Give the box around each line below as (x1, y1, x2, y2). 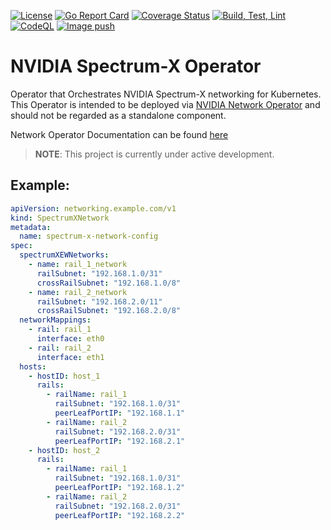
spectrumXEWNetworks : (19, 250, 110, 260)
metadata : (10, 222, 52, 232)
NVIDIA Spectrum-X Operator (10, 55, 262, 78)
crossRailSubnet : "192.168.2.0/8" (36, 306, 182, 316)
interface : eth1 (36, 352, 105, 362)
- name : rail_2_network (28, 287, 128, 297)
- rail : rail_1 (28, 325, 92, 335)
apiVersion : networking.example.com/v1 (10, 203, 177, 214)
